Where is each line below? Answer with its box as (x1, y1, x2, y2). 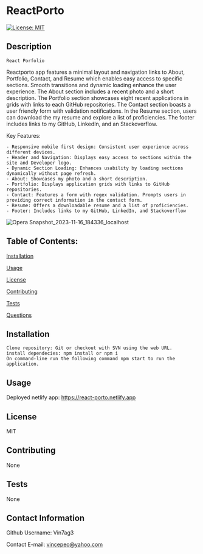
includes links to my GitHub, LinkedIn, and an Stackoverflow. (6, 120, 158, 127)
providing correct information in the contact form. (6, 197, 143, 203)
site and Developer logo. (6, 160, 72, 166)
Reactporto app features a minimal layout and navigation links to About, (6, 68, 185, 76)
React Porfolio (6, 57, 45, 64)
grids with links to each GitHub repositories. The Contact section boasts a (6, 101, 191, 108)
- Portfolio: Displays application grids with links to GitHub (6, 181, 170, 187)
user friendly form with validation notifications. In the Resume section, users (6, 107, 198, 115)
